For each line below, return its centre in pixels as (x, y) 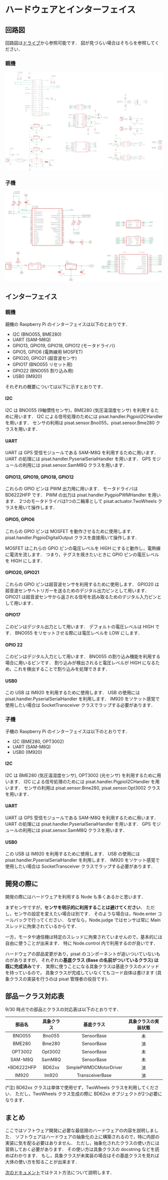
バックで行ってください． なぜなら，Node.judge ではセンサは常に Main (87, 920)
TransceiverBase (94, 1075)
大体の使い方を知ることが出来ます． (42, 1162)
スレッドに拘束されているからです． (42, 927)
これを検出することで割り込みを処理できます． (62, 669)
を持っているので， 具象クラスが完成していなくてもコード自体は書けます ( (81, 973)
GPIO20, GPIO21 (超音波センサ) (44, 358)
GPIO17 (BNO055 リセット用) (42, 364)
